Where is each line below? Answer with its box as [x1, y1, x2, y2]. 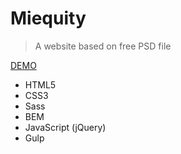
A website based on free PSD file [34, 40, 172, 52]
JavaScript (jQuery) [24, 121, 107, 133]
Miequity [10, 7, 87, 30]
